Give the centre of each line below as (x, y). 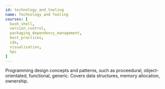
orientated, (17, 76)
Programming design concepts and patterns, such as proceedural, (74, 70)
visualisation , (26, 47)
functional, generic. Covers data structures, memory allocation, (94, 76)
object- (151, 70)
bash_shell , (22, 24)
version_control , (28, 28)
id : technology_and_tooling (35, 10)
